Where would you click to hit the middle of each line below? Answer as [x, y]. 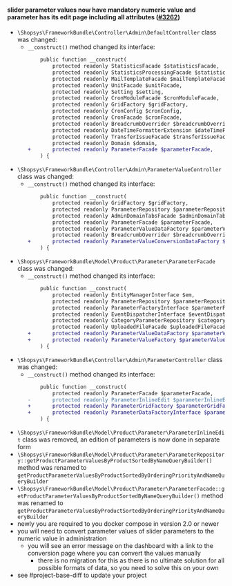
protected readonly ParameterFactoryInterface [120, 308]
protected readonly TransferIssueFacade [111, 137]
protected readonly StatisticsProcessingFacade [122, 73]
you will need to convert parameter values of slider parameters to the [116, 531]
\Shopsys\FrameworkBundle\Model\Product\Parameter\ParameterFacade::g [121, 489]
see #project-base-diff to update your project [82, 575]
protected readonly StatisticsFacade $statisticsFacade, [136, 66]
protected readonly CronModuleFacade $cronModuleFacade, [136, 98]
